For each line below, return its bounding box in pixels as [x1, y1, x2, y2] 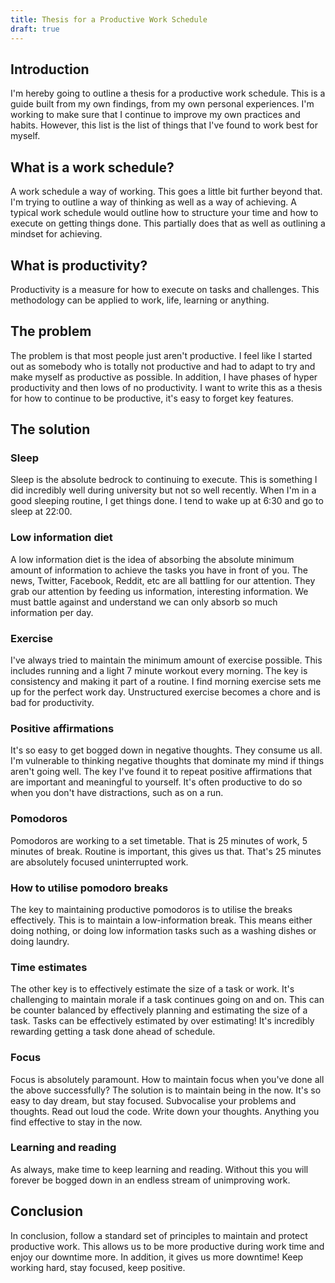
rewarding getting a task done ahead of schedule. [10, 1026, 216, 1038]
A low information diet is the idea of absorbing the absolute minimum [10, 553, 295, 565]
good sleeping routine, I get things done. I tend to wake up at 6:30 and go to [10, 495, 324, 507]
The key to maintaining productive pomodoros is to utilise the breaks [10, 903, 293, 915]
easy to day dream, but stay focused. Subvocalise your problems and [10, 1094, 297, 1106]
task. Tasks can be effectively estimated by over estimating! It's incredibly [10, 1015, 315, 1027]
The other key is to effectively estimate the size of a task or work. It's [10, 983, 295, 995]
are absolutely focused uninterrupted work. [10, 856, 189, 868]
